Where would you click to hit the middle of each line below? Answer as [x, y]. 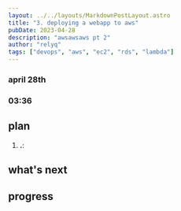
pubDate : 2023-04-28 [42, 30]
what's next [38, 170]
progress [31, 196]
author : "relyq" [35, 45]
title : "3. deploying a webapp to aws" [74, 23]
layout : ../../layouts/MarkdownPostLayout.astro [89, 15]
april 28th [27, 80]
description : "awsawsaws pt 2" [59, 37]
